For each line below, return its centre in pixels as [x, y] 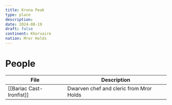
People [20, 64]
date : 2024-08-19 [24, 24]
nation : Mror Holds [26, 39]
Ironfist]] [18, 95]
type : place [18, 15]
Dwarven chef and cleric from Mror [110, 88]
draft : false [19, 29]
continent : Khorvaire [28, 34]
